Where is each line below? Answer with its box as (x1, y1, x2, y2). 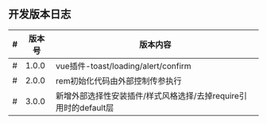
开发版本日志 (8, 7, 72, 21)
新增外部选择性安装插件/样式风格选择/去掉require (55, 90, 240, 101)
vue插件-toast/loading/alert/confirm (55, 60, 192, 72)
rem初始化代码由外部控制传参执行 (55, 75, 182, 86)
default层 (79, 102, 114, 113)
